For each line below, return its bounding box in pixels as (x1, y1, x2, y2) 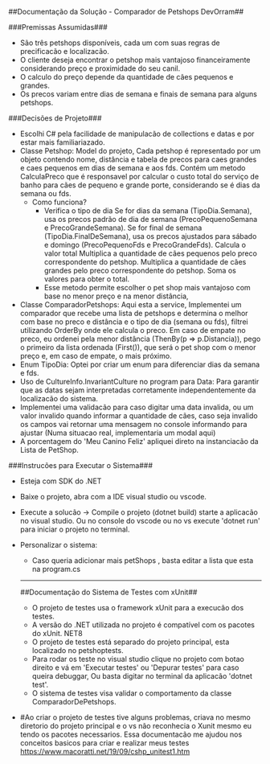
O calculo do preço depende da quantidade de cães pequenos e (19, 72, 234, 81)
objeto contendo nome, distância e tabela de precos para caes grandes (19, 154, 257, 164)
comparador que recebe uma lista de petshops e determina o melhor (19, 309, 248, 318)
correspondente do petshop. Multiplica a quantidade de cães (43, 257, 247, 266)
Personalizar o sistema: (19, 540, 98, 549)
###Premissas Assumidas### (8, 23, 108, 31)
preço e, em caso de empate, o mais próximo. (19, 351, 172, 360)
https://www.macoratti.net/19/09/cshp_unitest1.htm (19, 747, 190, 756)
